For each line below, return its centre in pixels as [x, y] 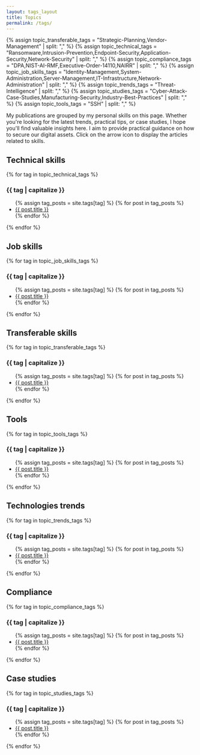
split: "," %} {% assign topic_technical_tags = [102, 46]
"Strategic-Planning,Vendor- [132, 40]
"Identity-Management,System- [102, 72]
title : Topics [24, 17]
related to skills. [26, 141]
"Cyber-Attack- [168, 91]
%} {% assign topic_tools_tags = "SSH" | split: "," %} [71, 104]
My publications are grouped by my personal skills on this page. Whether [97, 115]
